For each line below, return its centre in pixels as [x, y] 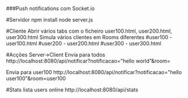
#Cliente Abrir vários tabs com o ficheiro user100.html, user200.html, [89, 31]
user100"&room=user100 [36, 78]
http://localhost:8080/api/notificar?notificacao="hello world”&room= [88, 61]
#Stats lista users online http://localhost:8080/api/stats [72, 90]
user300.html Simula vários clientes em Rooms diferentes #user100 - [89, 37]
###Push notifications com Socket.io [51, 8]
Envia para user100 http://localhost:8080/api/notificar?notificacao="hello [94, 72]
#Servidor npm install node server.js [50, 20]
